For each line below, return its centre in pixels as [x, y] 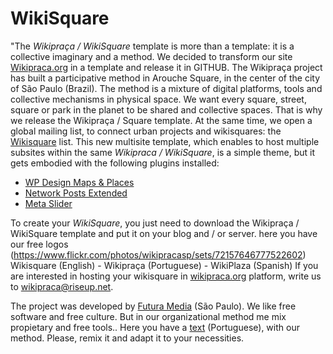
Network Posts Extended [76, 193]
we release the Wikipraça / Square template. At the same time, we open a [161, 120]
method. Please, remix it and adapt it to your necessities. [127, 338]
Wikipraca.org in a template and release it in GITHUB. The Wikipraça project [166, 67]
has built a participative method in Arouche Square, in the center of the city [165, 78]
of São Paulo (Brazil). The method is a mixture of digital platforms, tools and [166, 88]
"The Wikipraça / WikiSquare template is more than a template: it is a [152, 46]
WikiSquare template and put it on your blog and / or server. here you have [164, 233]
